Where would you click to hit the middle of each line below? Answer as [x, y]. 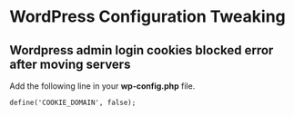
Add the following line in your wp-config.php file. [102, 86]
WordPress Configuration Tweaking [148, 17]
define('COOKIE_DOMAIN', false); [73, 102]
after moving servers [70, 64]
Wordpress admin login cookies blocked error [142, 50]
